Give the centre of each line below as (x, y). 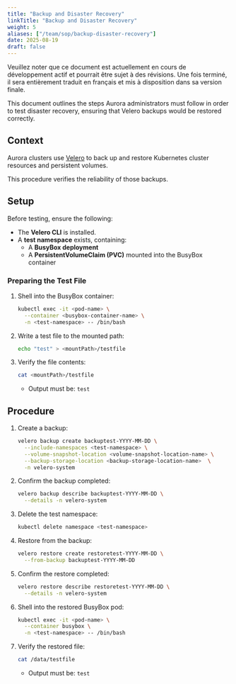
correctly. (21, 118)
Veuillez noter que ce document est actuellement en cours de (97, 67)
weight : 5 (22, 27)
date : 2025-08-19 (33, 40)
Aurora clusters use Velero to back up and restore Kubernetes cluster (108, 157)
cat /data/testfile (46, 660)
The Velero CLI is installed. (57, 232)
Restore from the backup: (55, 541)
